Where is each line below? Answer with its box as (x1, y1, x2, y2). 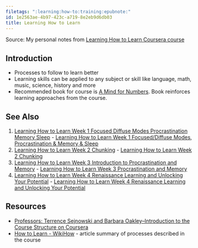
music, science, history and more (14, 81, 96, 89)
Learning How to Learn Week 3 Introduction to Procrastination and (14, 159, 177, 166)
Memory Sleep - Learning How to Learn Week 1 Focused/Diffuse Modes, (14, 134, 193, 140)
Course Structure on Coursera (14, 224, 89, 231)
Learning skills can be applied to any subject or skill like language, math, (14, 76, 191, 83)
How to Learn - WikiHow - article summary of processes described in (14, 230, 185, 237)
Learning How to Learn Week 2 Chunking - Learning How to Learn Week (14, 146, 192, 153)
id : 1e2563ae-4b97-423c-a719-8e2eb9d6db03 (5, 14, 112, 20)
